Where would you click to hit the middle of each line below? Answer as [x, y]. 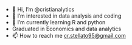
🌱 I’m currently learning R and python [59, 22]
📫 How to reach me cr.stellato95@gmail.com [69, 36]
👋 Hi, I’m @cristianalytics [43, 9]
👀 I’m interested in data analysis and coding [67, 16]
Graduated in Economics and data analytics [67, 29]
